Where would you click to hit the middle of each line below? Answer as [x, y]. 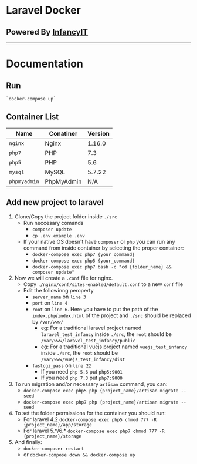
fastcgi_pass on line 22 [62, 365]
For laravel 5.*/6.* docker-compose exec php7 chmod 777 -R [94, 431]
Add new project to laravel [55, 202]
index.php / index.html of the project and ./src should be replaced [111, 315]
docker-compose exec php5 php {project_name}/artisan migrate [101, 391]
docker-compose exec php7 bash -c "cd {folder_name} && [102, 267]
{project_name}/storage [52, 436]
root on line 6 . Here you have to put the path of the [95, 309]
